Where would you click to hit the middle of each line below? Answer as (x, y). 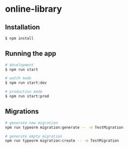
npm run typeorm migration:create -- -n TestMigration (62, 141)
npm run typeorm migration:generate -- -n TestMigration (64, 127)
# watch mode (18, 78)
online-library (33, 9)
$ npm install (20, 38)
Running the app (31, 54)
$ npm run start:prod (27, 97)
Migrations (22, 111)
